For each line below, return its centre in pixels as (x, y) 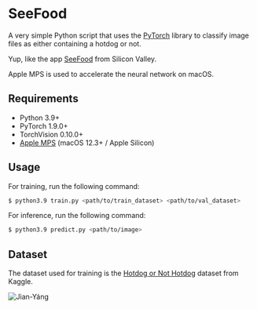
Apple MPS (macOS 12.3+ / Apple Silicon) (87, 143)
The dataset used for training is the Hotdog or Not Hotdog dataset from (123, 273)
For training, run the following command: (74, 186)
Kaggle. (21, 282)
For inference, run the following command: (77, 216)
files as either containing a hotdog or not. (75, 43)
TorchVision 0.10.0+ (51, 134)
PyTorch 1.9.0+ (44, 125)
